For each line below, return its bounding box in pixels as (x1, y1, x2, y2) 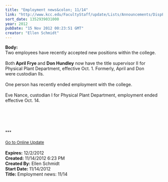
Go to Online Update (5, 139, 44, 145)
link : (5, 12, 16, 17)
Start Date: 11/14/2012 (5, 166, 51, 171)
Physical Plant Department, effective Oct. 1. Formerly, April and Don (5, 65, 144, 71)
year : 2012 (5, 21, 28, 26)
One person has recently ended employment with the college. (5, 81, 132, 87)
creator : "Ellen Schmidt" (5, 30, 59, 35)
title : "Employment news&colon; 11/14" (5, 7, 88, 12)
